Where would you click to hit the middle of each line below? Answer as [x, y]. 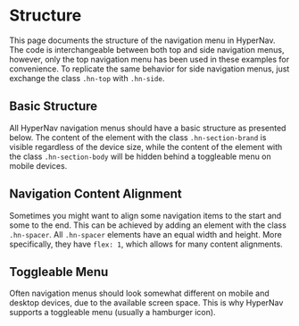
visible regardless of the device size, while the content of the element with [146, 146]
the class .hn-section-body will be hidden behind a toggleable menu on [141, 156]
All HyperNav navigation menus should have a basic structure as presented [148, 128]
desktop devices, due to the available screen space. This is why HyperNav [146, 303]
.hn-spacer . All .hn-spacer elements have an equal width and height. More [146, 234]
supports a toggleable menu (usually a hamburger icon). [112, 313]
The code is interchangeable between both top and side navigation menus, [147, 49]
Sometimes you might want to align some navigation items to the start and [145, 215]
